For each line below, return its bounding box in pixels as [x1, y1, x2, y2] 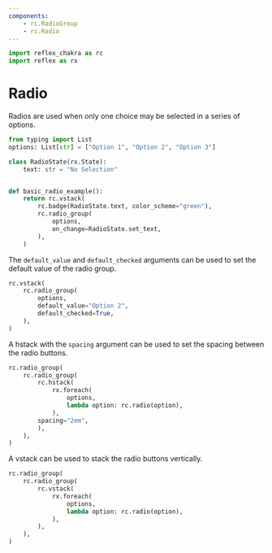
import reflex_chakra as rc [8, 50, 104, 58]
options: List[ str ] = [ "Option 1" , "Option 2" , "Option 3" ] [8, 143, 217, 151]
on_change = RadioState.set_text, [51, 224, 162, 233]
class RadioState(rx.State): [8, 158, 107, 166]
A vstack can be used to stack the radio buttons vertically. [8, 454, 203, 464]
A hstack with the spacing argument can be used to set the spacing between [8, 339, 265, 349]
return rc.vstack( [23, 194, 85, 203]
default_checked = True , [37, 310, 114, 318]
